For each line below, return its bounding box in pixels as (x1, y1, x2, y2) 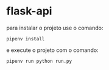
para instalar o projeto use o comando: (6, 24, 104, 31)
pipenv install (6, 36, 45, 42)
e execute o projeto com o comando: (6, 46, 99, 54)
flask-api (6, 4, 52, 18)
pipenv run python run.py (6, 58, 72, 64)
